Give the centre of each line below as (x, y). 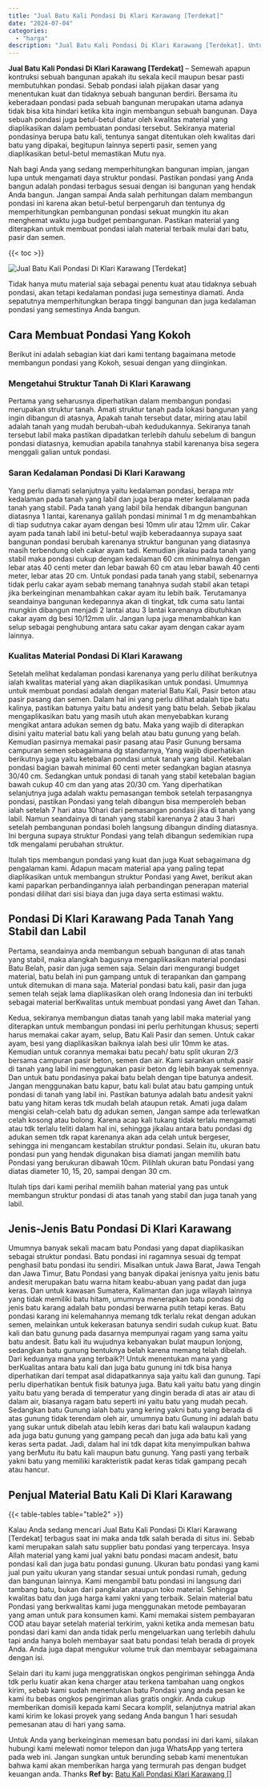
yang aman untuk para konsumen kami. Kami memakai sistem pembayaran (132, 1615)
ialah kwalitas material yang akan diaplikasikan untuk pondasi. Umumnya (128, 682)
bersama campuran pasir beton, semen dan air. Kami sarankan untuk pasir (131, 1060)
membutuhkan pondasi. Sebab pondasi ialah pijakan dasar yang (114, 86)
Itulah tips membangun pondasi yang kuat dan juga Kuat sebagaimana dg (129, 859)
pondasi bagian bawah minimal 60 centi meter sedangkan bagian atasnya (130, 767)
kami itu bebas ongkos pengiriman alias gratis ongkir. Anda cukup (117, 1699)
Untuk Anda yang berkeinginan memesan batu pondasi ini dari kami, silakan (133, 1740)
